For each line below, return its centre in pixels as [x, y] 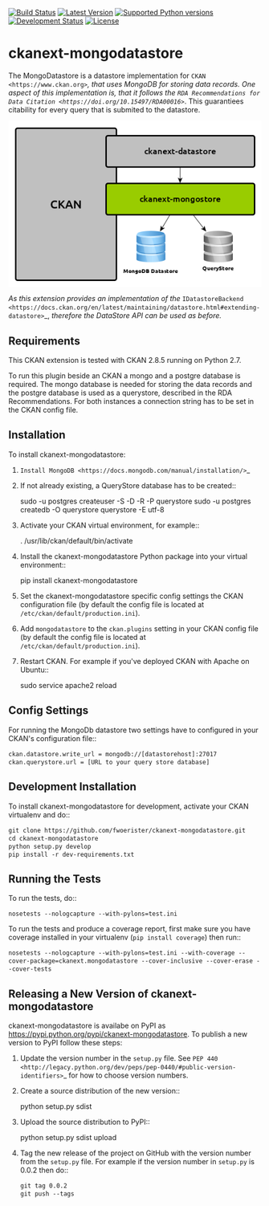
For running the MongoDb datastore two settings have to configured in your [133, 730]
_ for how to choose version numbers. [126, 1075]
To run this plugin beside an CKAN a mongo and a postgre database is [124, 376]
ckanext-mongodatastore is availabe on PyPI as [87, 1026]
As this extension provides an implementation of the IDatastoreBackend [126, 299]
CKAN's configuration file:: [53, 738]
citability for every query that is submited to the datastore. [104, 109]
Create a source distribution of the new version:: [100, 1091]
